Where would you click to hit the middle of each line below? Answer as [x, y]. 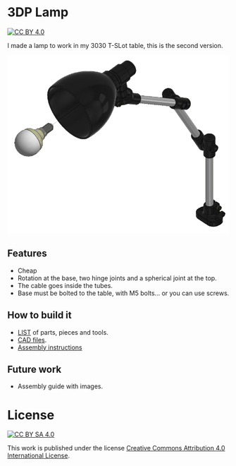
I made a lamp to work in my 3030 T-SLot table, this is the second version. [115, 45]
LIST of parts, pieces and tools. [63, 332]
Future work [35, 370]
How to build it [39, 315]
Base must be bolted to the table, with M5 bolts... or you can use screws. [123, 293]
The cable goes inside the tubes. [65, 285]
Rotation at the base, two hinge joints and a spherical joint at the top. [117, 278]
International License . [39, 455]
